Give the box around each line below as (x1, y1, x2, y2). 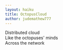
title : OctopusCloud (5, 12, 47, 17)
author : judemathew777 (5, 16, 51, 21)
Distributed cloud (5, 30, 40, 36)
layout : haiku (5, 7, 34, 12)
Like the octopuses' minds (5, 35, 58, 41)
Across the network (5, 40, 45, 46)
